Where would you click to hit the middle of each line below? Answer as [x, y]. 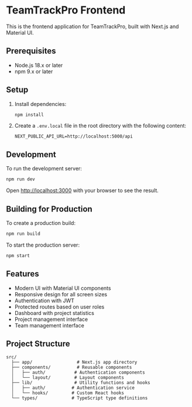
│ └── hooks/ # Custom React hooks [68, 393]
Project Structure [38, 343]
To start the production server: [43, 245]
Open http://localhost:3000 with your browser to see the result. [83, 190]
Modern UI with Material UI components [63, 288]
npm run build [23, 234]
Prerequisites [31, 51]
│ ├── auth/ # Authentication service [73, 388]
